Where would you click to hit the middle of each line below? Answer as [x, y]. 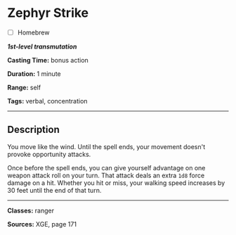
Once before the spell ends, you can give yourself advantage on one [106, 167]
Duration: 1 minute [34, 74]
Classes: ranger [31, 210]
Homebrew [33, 32]
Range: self [24, 87]
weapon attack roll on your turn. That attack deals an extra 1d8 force [106, 175]
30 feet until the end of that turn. [54, 190]
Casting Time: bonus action [48, 60]
